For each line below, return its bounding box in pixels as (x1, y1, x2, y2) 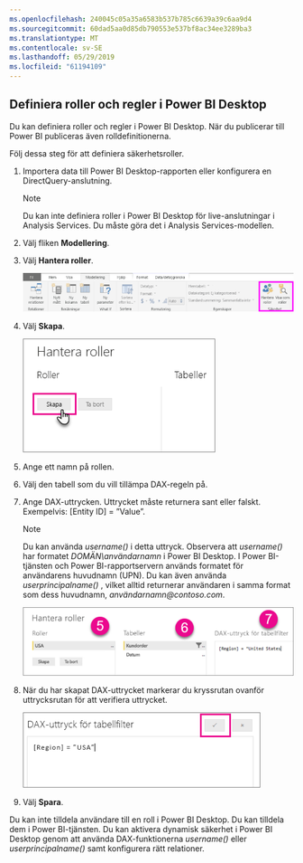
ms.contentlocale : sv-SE (9, 43, 103, 52)
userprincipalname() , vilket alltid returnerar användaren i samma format (22, 579, 291, 590)
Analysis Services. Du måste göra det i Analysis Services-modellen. (22, 220, 275, 231)
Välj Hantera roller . (22, 254, 94, 266)
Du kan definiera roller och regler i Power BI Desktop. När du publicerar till (9, 120, 285, 131)
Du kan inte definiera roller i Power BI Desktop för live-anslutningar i (22, 210, 275, 221)
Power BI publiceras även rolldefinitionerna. (9, 130, 171, 141)
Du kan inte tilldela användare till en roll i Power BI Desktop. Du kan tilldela (9, 814, 284, 825)
